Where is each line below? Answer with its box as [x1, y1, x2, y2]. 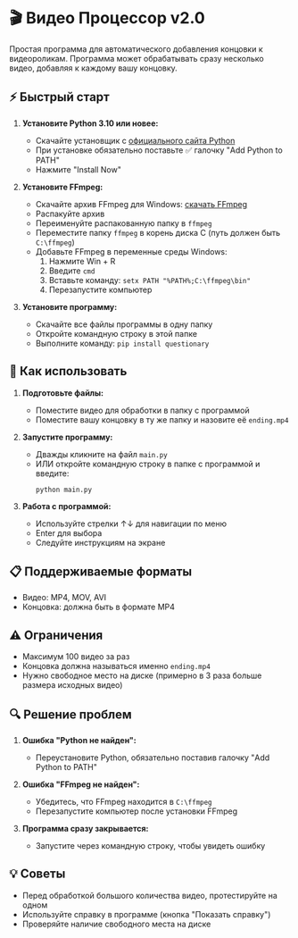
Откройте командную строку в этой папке [35, 328, 198, 339]
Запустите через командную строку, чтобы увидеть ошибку [35, 841, 266, 850]
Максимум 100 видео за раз [21, 651, 130, 662]
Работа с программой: [21, 500, 112, 511]
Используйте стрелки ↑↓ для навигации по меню [35, 518, 228, 529]
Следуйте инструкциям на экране [35, 537, 166, 548]
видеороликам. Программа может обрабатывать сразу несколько [9, 53, 265, 63]
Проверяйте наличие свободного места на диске [21, 918, 211, 929]
